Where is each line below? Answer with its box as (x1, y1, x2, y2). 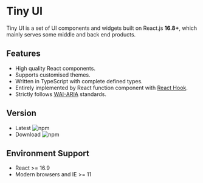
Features (6, 49, 41, 59)
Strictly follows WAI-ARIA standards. (15, 90, 106, 98)
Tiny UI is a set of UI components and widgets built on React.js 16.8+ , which (6, 24, 198, 32)
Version (6, 108, 36, 119)
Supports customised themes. (15, 71, 91, 78)
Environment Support (6, 148, 89, 159)
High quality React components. (15, 64, 96, 72)
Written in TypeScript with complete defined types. (15, 77, 143, 85)
